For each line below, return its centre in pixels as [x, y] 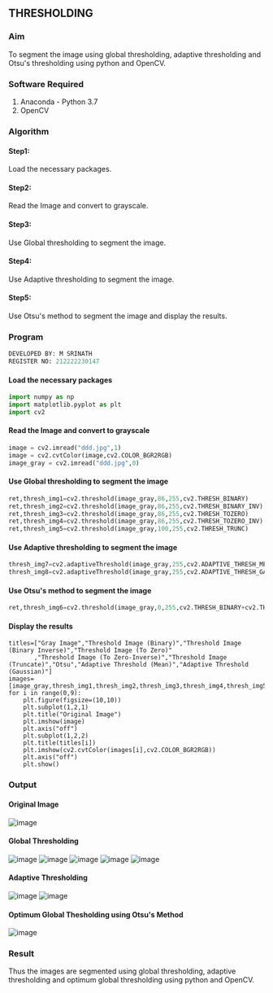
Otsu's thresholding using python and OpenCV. [87, 63]
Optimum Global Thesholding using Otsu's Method [96, 914]
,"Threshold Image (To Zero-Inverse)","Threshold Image [130, 658]
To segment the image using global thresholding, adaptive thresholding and [135, 54]
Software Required [46, 84]
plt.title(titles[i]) [59, 743]
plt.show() [41, 764]
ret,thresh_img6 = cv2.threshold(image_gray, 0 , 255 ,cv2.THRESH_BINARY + [127, 608]
